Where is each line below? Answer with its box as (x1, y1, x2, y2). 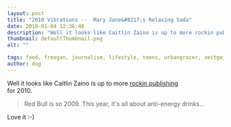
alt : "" (7, 42, 30, 48)
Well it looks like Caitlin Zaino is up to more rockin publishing (7, 79, 179, 87)
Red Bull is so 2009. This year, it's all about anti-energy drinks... (23, 100, 205, 108)
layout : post (7, 10, 45, 17)
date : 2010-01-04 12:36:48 (7, 23, 85, 29)
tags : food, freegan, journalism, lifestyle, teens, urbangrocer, (7, 54, 201, 61)
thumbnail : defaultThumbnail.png (7, 36, 103, 42)
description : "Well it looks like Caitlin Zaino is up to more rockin (7, 29, 214, 36)
